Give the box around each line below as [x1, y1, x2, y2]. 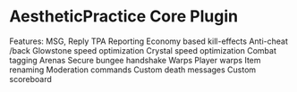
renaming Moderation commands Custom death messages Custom [9, 64, 257, 75]
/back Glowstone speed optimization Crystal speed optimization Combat [9, 45, 277, 55]
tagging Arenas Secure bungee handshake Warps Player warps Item [9, 54, 261, 65]
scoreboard [9, 73, 52, 84]
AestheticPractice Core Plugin [9, 6, 239, 27]
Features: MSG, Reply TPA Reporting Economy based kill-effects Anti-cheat [9, 36, 288, 46]
